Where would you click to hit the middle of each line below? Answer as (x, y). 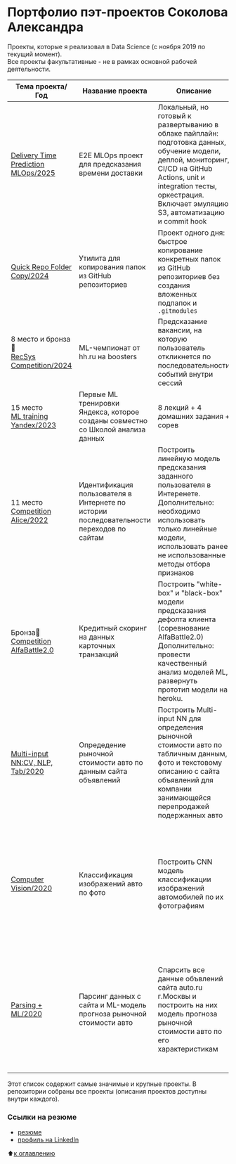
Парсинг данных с (110, 996)
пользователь (182, 347)
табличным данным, (192, 754)
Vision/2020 (32, 888)
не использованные (192, 555)
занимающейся (184, 797)
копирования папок (112, 266)
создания (174, 285)
